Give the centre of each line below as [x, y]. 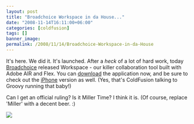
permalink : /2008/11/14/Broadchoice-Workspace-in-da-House [80, 45]
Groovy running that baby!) [39, 86]
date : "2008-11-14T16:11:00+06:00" [50, 22]
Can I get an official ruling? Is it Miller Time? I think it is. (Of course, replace [97, 97]
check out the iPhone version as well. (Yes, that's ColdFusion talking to [92, 79]
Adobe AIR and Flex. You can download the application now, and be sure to [97, 73]
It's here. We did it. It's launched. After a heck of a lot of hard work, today [95, 61]
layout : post [22, 11]
